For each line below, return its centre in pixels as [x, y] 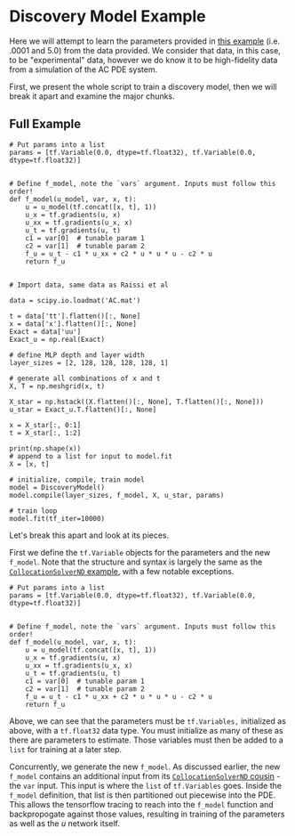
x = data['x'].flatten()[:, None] [73, 324]
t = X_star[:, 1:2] [45, 433]
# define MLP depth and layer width [77, 355]
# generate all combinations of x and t [85, 378]
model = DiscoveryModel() [57, 487]
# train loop [33, 511]
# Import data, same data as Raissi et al [89, 285]
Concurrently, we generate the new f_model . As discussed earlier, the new [145, 767]
